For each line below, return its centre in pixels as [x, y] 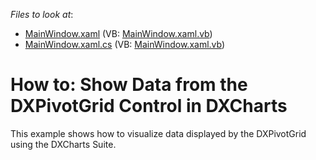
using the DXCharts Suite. [63, 144]
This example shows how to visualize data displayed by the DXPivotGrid [158, 133]
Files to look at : [42, 14]
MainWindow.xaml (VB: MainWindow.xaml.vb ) [118, 33]
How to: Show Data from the [129, 85]
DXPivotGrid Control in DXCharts [149, 106]
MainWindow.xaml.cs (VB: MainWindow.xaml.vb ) [125, 44]
